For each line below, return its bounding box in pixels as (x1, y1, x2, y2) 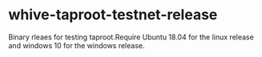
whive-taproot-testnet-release (8, 6, 218, 24)
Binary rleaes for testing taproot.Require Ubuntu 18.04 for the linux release (8, 32, 254, 42)
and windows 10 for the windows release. (8, 40, 146, 50)
